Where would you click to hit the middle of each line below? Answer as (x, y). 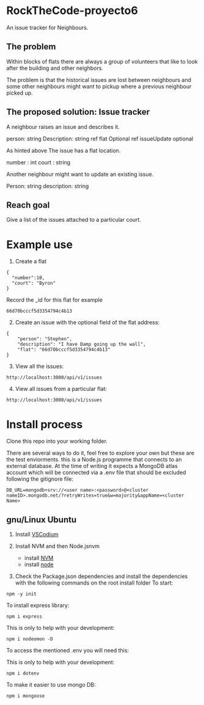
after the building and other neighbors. (55, 68)
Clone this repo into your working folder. (57, 441)
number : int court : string (38, 162)
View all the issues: (39, 367)
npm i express (24, 617)
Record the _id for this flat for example (54, 300)
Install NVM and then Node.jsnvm (57, 546)
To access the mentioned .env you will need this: (68, 651)
